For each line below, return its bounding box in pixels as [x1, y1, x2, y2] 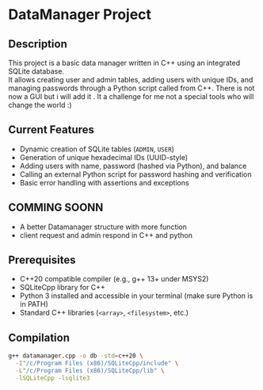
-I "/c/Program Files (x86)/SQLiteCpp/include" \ [15, 359, 179, 368]
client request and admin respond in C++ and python [19, 230, 192, 239]
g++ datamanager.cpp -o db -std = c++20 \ [8, 352, 144, 360]
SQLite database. [8, 67, 65, 76]
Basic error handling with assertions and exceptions [19, 178, 189, 187]
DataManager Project [8, 6, 152, 24]
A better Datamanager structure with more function [19, 222, 188, 231]
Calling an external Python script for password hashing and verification [19, 169, 252, 179]
